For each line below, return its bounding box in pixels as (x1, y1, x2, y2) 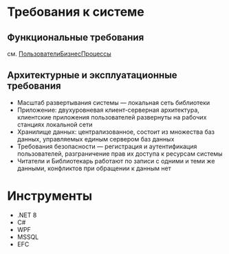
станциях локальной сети (17, 120, 93, 128)
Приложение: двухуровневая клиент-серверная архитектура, (17, 106, 199, 114)
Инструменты (7, 188, 93, 203)
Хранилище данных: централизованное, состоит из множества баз (17, 128, 215, 136)
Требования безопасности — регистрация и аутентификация (17, 142, 197, 150)
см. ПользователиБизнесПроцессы (7, 49, 111, 58)
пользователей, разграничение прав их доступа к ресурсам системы (17, 149, 223, 158)
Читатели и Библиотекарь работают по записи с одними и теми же (17, 157, 215, 165)
